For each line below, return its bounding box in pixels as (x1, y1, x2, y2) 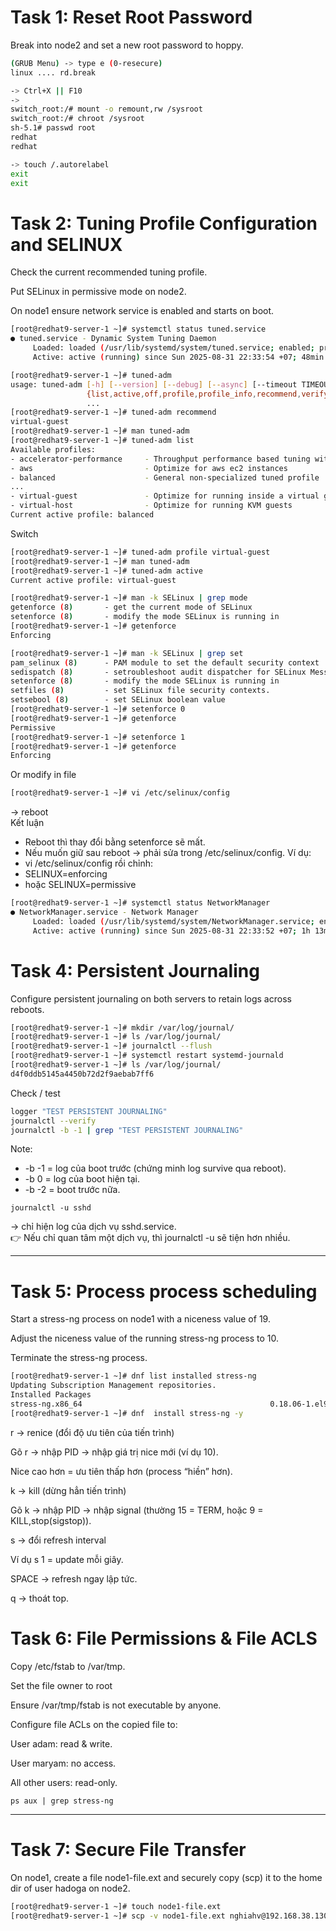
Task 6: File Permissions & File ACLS (10, 1627, 318, 1650)
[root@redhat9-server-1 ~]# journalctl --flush (10, 1041, 213, 1051)
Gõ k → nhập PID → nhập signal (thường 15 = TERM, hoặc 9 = (10, 1504, 264, 1516)
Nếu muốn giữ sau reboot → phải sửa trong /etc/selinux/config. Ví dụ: (24, 847, 312, 859)
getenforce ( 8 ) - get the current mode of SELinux (10, 602, 253, 613)
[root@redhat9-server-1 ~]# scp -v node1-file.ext (10, 1911, 226, 1921)
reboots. (10, 1003, 45, 1015)
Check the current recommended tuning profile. (10, 266, 208, 278)
